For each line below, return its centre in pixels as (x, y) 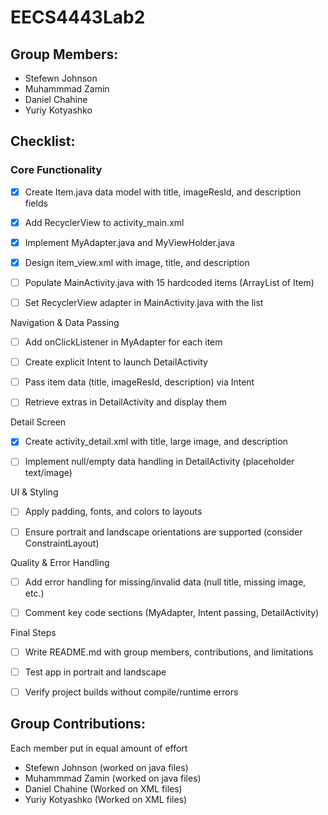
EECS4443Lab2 (78, 17)
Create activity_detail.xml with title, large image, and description (156, 442)
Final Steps (33, 632)
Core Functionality (56, 170)
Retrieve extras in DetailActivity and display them (125, 402)
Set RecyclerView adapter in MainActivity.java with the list (144, 302)
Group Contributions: (78, 724)
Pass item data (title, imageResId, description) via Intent (139, 382)
